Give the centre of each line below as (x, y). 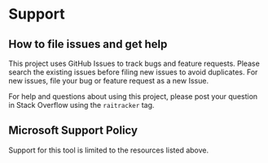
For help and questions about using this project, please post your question (133, 97)
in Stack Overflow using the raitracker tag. (81, 105)
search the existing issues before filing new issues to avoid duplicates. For (133, 72)
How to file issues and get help (88, 44)
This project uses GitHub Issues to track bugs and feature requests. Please (134, 63)
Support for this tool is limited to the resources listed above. (109, 150)
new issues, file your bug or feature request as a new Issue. (109, 81)
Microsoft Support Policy (73, 131)
